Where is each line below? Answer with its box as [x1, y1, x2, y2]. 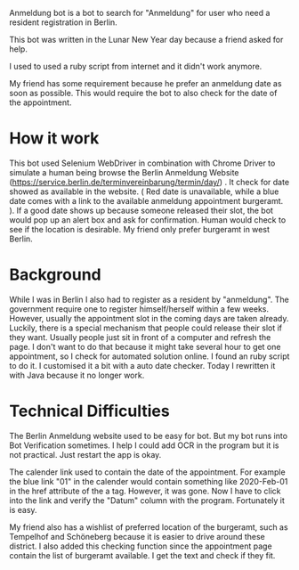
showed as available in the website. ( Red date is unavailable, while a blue [9, 186, 279, 197]
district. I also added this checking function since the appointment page [9, 541, 273, 551]
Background [9, 265, 101, 285]
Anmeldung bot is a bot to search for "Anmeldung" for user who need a [9, 8, 271, 18]
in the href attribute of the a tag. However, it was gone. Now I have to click [9, 485, 282, 496]
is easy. [9, 504, 37, 515]
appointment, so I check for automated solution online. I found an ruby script [9, 351, 290, 362]
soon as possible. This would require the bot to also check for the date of [9, 88, 278, 98]
